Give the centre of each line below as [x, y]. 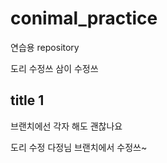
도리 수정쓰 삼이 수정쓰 [54, 68]
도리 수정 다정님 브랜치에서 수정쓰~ [79, 147]
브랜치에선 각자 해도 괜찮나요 [66, 126]
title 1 [27, 100]
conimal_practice [84, 18]
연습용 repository [45, 47]
